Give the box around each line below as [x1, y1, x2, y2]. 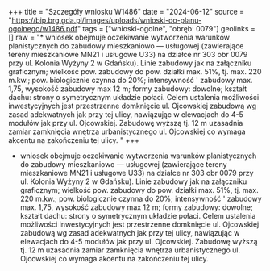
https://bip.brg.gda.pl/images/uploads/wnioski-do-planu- [11, 15, 202, 25]
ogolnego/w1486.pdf [8, 24, 78, 33]
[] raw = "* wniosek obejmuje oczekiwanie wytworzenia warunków [8, 32, 231, 42]
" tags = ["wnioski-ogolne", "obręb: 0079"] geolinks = [77, 24, 256, 33]
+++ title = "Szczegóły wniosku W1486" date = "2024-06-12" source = [8, 7, 244, 16]
